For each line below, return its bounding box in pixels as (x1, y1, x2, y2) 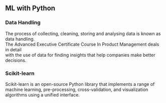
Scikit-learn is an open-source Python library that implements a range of (5, 81, 155, 87)
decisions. (5, 57, 27, 63)
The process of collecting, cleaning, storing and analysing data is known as (5, 30, 161, 37)
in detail (5, 46, 22, 52)
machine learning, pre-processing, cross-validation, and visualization (5, 86, 148, 92)
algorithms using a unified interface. (5, 91, 80, 97)
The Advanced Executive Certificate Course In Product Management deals (5, 41, 159, 47)
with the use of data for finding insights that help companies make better (5, 52, 155, 58)
